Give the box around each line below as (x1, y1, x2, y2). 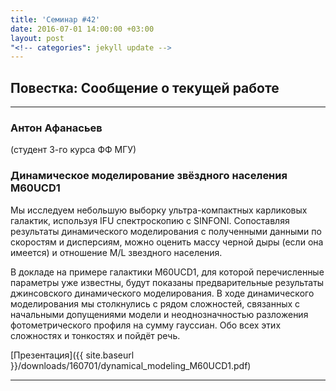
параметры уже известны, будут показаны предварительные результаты (10, 276, 325, 288)
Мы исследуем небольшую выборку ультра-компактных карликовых (10, 204, 308, 216)
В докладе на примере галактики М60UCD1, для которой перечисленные (10, 266, 325, 278)
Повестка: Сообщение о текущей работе (10, 79, 280, 96)
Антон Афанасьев (10, 121, 103, 135)
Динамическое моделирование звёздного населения (10, 169, 288, 183)
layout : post (10, 33, 65, 43)
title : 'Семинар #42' (10, 14, 101, 25)
